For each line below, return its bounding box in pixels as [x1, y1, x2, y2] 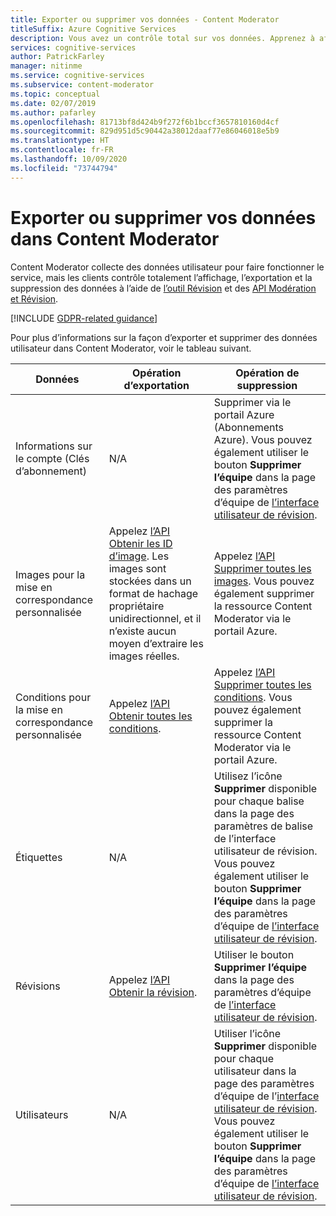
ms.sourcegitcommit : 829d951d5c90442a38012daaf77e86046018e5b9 [10, 126, 280, 136]
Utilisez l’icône [213, 769, 283, 783]
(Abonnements [213, 420, 285, 434]
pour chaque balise [213, 794, 305, 808]
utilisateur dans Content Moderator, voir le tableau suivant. [10, 342, 252, 354]
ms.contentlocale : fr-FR [10, 145, 114, 155]
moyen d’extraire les [108, 636, 204, 650]
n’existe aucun [108, 624, 177, 638]
